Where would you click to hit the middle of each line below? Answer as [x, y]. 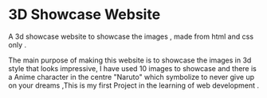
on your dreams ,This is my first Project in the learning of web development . [134, 85]
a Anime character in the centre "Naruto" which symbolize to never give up [132, 77]
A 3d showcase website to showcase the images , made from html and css [131, 36]
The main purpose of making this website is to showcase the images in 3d [130, 60]
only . [17, 44]
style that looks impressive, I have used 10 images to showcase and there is [132, 68]
